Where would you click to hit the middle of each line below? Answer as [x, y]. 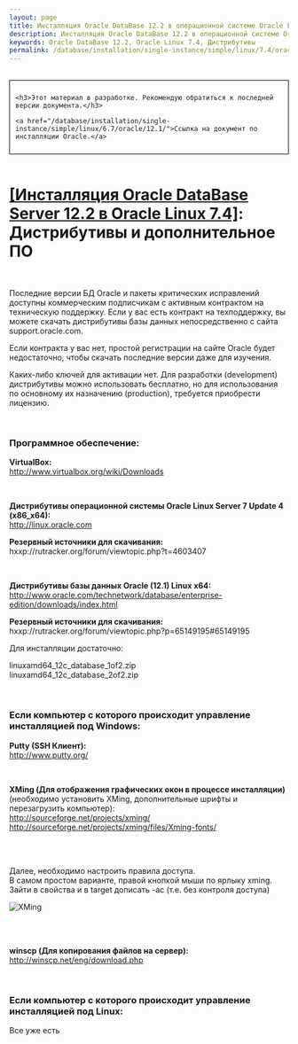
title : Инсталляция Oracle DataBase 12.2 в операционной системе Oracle [146, 26]
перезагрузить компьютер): [62, 808]
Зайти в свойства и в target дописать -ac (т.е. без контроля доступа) [140, 889]
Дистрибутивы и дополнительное [142, 233]
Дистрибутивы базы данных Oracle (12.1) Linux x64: [110, 586]
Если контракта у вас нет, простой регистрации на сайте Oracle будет [142, 348]
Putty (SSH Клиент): [48, 745]
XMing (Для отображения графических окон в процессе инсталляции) [147, 789]
